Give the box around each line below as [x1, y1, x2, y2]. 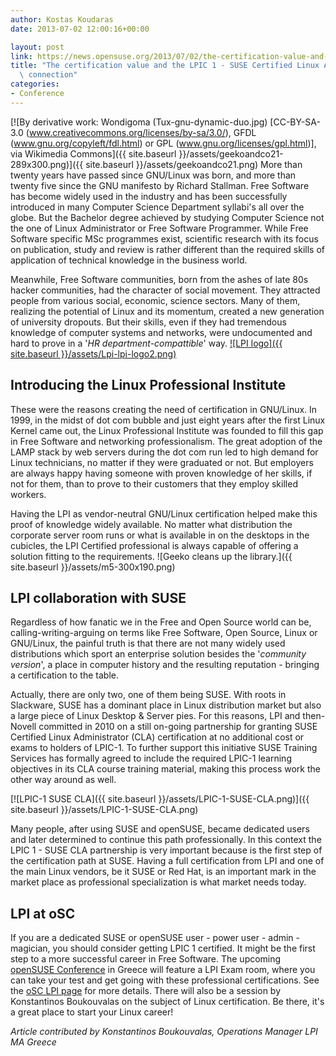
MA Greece [10, 1036, 57, 1048]
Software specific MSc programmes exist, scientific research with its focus [10, 232, 319, 245]
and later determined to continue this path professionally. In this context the [10, 834, 322, 846]
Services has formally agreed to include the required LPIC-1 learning [10, 752, 292, 765]
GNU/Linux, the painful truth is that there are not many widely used [10, 637, 286, 650]
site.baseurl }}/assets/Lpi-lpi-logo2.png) [10, 347, 177, 360]
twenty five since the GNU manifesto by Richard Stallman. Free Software [10, 179, 310, 191]
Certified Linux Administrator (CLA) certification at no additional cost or [10, 731, 305, 743]
